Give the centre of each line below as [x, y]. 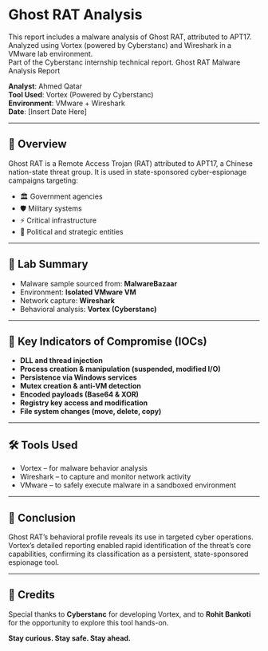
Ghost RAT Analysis [75, 15]
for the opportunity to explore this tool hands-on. [89, 622]
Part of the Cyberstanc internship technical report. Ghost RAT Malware [124, 62]
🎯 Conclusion [42, 517]
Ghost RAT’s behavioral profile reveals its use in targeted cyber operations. [131, 537]
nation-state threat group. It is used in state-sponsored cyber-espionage [128, 172]
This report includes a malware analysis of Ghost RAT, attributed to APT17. [130, 37]
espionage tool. [34, 562]
